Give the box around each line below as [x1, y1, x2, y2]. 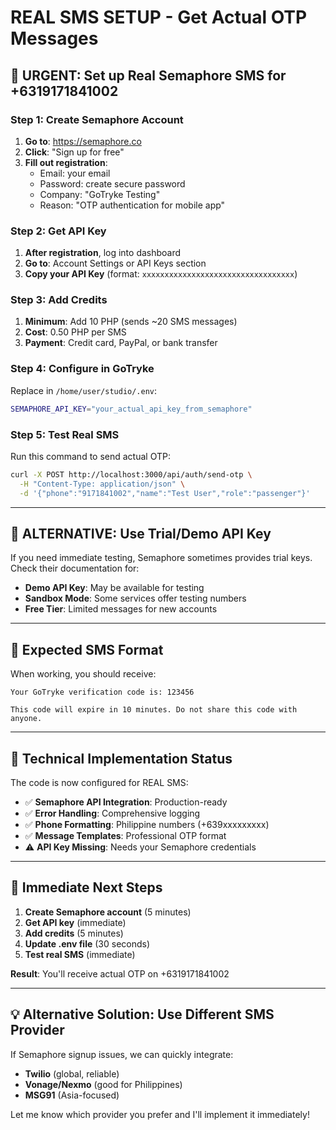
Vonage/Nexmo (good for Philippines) [24, 1078, 183, 1090]
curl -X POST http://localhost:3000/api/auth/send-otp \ [10, 469, 253, 480]
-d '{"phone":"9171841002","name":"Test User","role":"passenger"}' [19, 488, 311, 498]
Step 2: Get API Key [10, 224, 107, 238]
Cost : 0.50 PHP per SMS [24, 326, 127, 338]
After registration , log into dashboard [24, 247, 182, 259]
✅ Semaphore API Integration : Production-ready [24, 796, 228, 808]
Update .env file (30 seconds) [24, 937, 151, 950]
